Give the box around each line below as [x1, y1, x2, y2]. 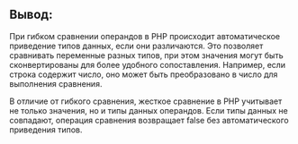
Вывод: [9, 7, 53, 22]
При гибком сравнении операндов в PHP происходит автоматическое [9, 30, 281, 41]
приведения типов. [9, 124, 83, 135]
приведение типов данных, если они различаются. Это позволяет [9, 40, 264, 51]
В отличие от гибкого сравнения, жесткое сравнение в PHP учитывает [9, 96, 283, 106]
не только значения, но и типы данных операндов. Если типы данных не [9, 105, 288, 115]
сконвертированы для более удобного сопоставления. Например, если [9, 59, 286, 70]
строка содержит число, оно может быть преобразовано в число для [9, 69, 278, 80]
